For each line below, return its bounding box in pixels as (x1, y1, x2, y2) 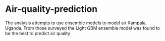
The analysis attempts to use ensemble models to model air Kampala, (5, 20, 147, 26)
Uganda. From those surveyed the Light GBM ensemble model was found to (5, 25, 160, 31)
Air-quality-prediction (5, 3, 98, 15)
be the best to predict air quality (5, 30, 70, 36)
